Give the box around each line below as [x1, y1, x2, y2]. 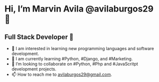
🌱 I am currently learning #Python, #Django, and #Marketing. [11, 56, 133, 61]
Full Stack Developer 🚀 [4, 33, 73, 41]
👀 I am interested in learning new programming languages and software [11, 46, 154, 51]
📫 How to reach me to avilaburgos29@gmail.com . [11, 71, 112, 77]
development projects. [11, 66, 57, 72]
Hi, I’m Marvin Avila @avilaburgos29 [4, 3, 154, 14]
